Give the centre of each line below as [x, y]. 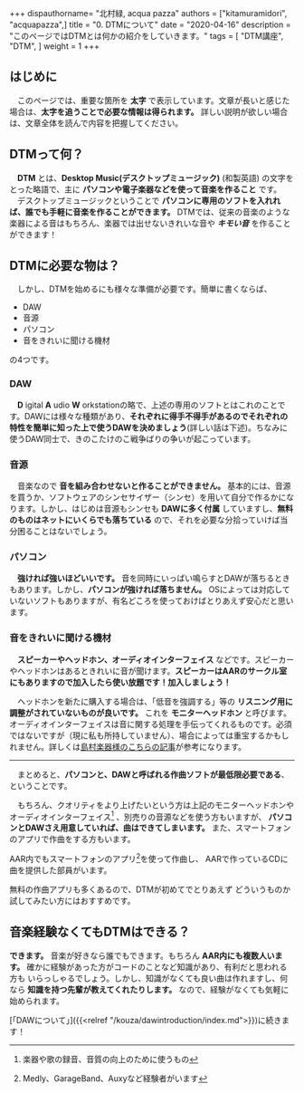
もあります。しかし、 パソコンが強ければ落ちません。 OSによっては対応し [146, 590]
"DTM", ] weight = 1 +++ [55, 46]
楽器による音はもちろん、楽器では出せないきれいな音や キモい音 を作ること [150, 223]
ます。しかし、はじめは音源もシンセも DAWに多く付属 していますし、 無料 [155, 509]
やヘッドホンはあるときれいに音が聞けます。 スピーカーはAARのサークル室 [148, 671]
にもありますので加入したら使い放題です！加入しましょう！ [120, 682]
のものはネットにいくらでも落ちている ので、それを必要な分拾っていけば [145, 520]
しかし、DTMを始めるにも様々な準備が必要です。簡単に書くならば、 [144, 289]
